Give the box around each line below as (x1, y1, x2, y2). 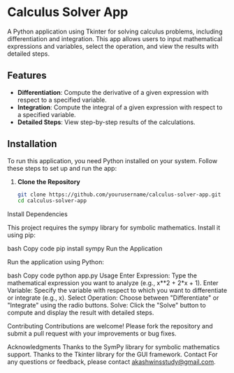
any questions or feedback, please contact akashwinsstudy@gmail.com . (7, 358, 216, 366)
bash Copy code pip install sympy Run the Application (7, 245, 163, 253)
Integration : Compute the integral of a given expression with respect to (17, 102, 223, 112)
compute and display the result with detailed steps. (7, 308, 154, 317)
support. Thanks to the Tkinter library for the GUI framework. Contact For (7, 350, 218, 359)
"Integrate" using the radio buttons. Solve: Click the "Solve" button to (7, 301, 206, 310)
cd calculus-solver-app (17, 197, 87, 204)
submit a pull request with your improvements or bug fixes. (7, 329, 177, 338)
